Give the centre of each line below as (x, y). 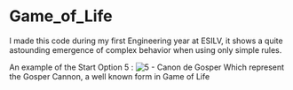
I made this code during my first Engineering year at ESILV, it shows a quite (146, 41)
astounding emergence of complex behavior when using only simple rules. (146, 49)
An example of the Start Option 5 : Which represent (147, 67)
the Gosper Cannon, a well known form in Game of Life (110, 76)
